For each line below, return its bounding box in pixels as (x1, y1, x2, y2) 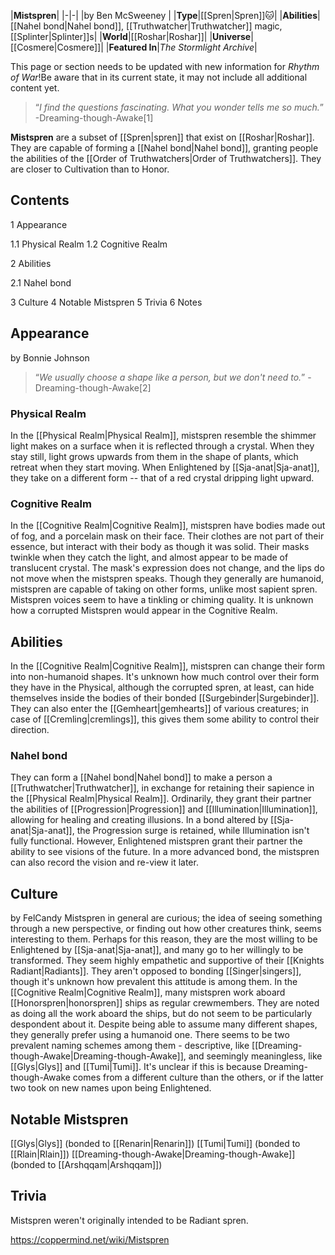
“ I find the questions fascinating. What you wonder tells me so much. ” (34, 101, 324, 113)
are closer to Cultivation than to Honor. (10, 163, 170, 175)
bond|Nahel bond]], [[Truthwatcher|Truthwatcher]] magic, (43, 20, 283, 32)
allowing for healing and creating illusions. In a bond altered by (10, 814, 269, 826)
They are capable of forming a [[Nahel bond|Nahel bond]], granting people (10, 142, 319, 154)
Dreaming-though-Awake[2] (34, 381, 152, 394)
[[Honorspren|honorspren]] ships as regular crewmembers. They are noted (10, 997, 320, 1009)
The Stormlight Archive (159, 41, 255, 53)
